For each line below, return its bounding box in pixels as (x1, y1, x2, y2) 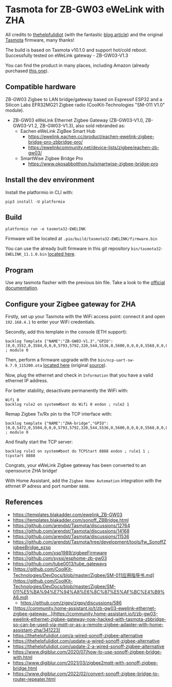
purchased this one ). (5, 68, 49, 74)
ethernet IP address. (5, 378, 49, 383)
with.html (12, 654, 33, 660)
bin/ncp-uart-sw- (98, 358, 135, 363)
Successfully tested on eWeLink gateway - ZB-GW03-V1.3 (5, 52, 128, 58)
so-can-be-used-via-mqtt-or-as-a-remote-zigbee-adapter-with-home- (12, 621, 164, 627)
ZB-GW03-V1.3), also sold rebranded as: (39, 122, 125, 129)
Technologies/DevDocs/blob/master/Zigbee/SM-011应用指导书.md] (12, 572, 155, 578)
